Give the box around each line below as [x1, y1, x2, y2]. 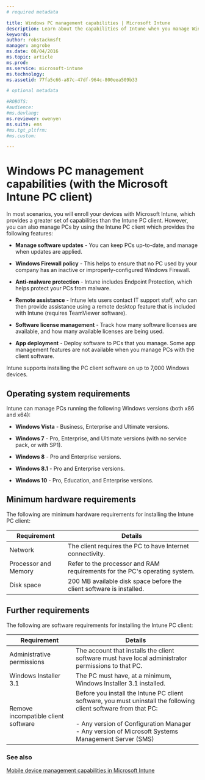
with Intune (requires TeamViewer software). [15, 309, 127, 317]
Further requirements [6, 605, 90, 616]
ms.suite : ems [6, 121, 43, 127]
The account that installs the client [76, 646, 174, 654]
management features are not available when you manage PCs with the [15, 346, 195, 354]
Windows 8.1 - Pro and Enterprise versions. [15, 465, 125, 472]
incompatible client [9, 712, 64, 720]
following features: [6, 230, 54, 237]
